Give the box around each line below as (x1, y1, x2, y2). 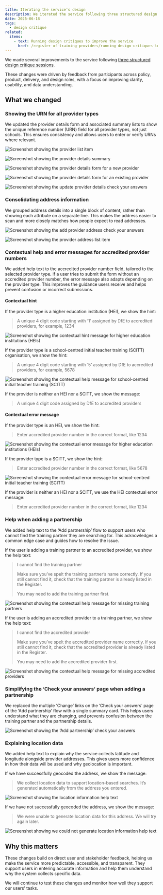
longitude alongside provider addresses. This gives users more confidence (5, 756, 155, 762)
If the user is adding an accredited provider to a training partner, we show (5, 615, 152, 621)
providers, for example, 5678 (16, 367, 75, 373)
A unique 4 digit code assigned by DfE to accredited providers (16, 400, 142, 407)
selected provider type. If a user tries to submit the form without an (5, 271, 139, 277)
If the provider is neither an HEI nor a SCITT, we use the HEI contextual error (5, 489, 158, 495)
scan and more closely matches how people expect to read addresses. (5, 218, 147, 224)
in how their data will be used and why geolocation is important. (5, 761, 133, 767)
